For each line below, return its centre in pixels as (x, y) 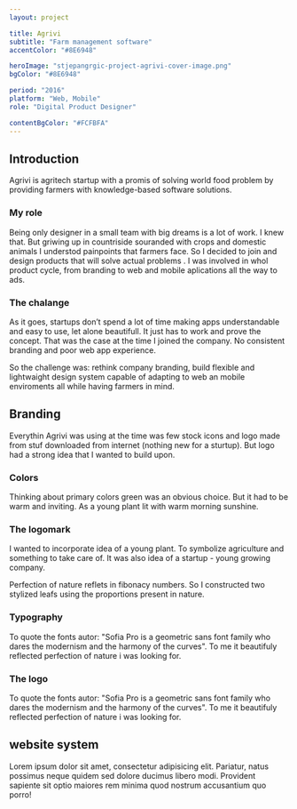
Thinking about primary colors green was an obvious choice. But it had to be (149, 497)
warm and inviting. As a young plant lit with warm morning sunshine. (134, 507)
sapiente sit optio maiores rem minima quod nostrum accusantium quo (138, 785)
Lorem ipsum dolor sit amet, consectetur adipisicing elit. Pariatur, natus (139, 766)
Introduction (44, 159)
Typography (36, 617)
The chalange (39, 302)
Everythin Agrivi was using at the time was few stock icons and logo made (145, 436)
